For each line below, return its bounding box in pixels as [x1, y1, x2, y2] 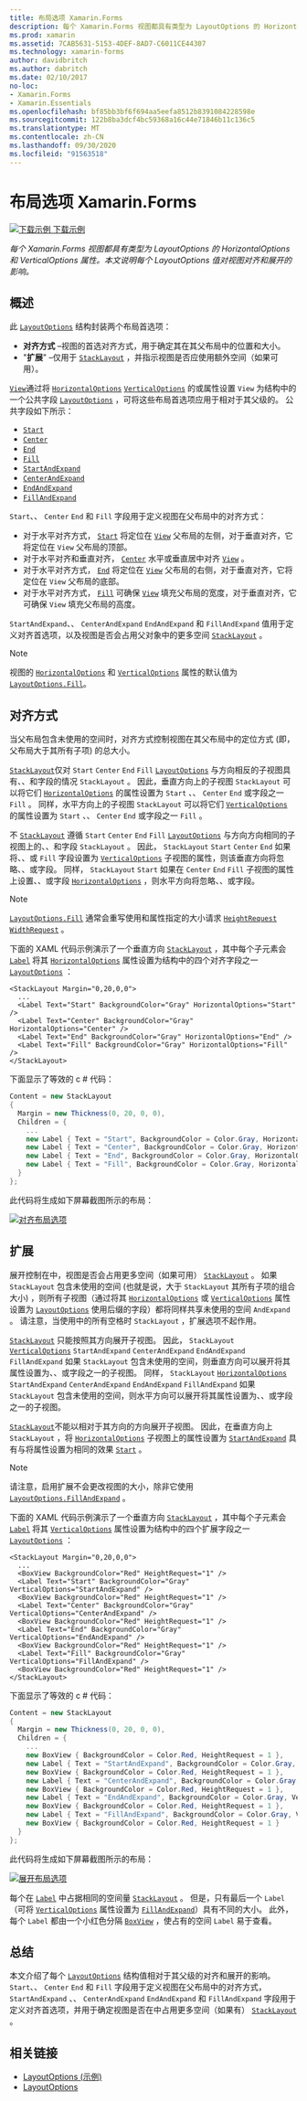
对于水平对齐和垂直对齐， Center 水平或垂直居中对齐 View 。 [22, 553, 249, 564]
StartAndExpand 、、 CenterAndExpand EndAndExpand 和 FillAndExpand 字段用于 [9, 1993, 297, 2004]
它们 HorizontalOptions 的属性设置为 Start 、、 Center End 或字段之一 [25, 787, 285, 798]
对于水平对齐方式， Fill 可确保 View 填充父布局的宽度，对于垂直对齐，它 [22, 587, 297, 599]
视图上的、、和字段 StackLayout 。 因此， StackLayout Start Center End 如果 [9, 841, 291, 852]
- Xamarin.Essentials [9, 98, 92, 108]
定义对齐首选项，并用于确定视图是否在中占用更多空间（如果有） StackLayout [9, 2004, 297, 2016]
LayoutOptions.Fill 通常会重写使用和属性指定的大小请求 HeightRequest [9, 912, 277, 923]
